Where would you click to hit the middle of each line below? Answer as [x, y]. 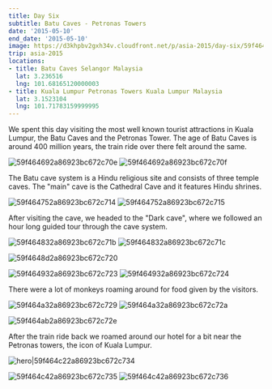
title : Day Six [34, 16]
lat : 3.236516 [39, 76]
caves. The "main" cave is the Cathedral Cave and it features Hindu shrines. [135, 186]
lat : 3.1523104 [41, 99]
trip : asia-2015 [36, 53]
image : [19, 46]
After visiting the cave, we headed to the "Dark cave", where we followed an [135, 218]
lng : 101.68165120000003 [57, 83]
